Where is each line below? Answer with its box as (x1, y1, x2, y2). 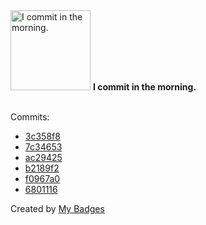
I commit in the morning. (92, 81, 197, 93)
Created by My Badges (10, 203, 105, 214)
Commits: (10, 111, 50, 123)
